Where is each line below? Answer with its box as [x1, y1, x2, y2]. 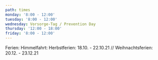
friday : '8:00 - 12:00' [5, 31, 56, 36]
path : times [5, 7, 30, 13]
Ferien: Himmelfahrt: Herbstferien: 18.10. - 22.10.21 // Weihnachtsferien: [5, 45, 153, 50]
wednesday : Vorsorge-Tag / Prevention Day [5, 21, 96, 27]
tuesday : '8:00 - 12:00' [5, 17, 58, 22]
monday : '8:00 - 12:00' [5, 12, 56, 17]
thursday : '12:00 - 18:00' [5, 26, 62, 31]
